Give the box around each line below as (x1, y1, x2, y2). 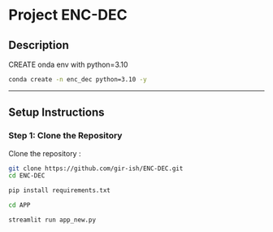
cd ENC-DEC (8, 172, 45, 180)
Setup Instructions (8, 106, 105, 120)
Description (8, 38, 69, 52)
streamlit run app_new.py (8, 216, 96, 225)
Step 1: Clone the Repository (8, 130, 123, 142)
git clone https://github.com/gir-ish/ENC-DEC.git (8, 164, 184, 173)
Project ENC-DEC (8, 6, 128, 24)
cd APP (8, 201, 31, 209)
